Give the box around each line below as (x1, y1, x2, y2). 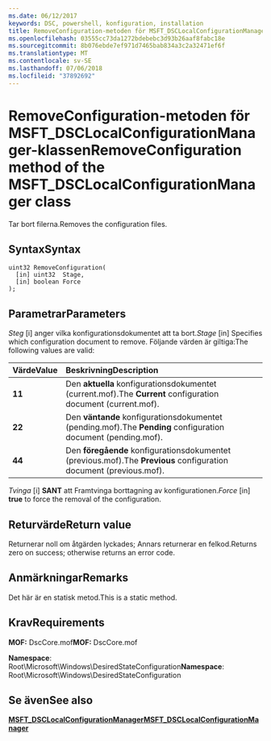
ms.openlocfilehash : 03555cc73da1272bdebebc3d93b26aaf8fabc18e (8, 34, 226, 43)
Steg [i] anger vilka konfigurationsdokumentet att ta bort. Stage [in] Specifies (8, 329, 263, 338)
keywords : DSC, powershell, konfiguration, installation (8, 19, 204, 27)
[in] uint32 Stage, (15, 271, 85, 279)
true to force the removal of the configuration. (8, 494, 161, 504)
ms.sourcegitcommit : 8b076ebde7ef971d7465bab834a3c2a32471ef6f (8, 42, 226, 50)
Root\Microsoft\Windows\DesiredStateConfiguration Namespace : (8, 661, 224, 671)
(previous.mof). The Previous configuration (65, 455, 228, 467)
